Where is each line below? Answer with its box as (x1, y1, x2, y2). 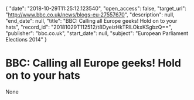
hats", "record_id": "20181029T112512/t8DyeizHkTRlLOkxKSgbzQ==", (5, 23, 172, 30)
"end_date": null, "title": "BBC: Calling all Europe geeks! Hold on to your (5, 18, 178, 24)
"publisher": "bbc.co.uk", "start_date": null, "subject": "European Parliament (5, 30, 189, 37)
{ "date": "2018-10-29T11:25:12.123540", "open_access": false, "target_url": (5, 5, 187, 12)
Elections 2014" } (5, 36, 47, 43)
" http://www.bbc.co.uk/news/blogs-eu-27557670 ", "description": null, (5, 11, 175, 18)
